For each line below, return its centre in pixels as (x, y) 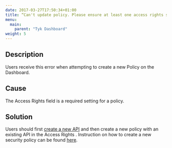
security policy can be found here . (41, 140)
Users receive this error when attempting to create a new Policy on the (80, 67)
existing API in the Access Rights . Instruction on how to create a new (78, 135)
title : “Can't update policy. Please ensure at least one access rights (84, 15)
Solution (19, 117)
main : (16, 24)
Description (24, 55)
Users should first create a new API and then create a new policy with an (82, 129)
